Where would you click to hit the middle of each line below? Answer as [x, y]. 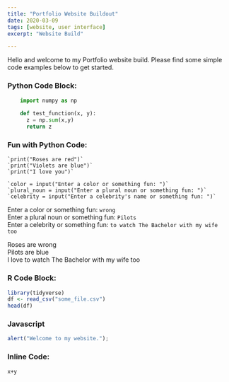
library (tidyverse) [36, 293]
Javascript [26, 324]
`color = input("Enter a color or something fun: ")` [88, 185]
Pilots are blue [28, 253]
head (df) [20, 306]
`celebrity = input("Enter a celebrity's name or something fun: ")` [112, 197]
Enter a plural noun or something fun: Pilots [72, 217]
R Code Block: [32, 278]
